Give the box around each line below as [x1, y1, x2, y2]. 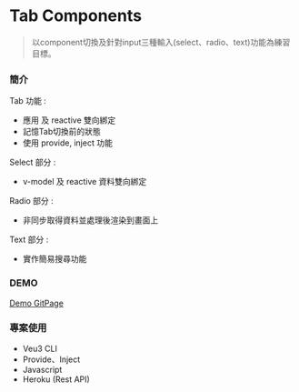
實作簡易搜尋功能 [22, 254, 87, 265]
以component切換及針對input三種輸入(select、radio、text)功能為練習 [31, 36, 291, 47]
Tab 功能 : [9, 95, 47, 106]
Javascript [22, 364, 63, 375]
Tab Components [9, 5, 143, 26]
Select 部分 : [9, 156, 56, 168]
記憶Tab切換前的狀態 [22, 126, 102, 137]
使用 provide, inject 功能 [22, 137, 114, 148]
